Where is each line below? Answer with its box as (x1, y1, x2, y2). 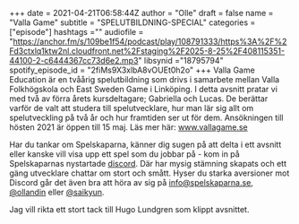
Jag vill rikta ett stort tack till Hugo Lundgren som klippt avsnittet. (9, 204, 250, 214)
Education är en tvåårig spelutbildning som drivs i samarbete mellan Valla (9, 74, 280, 84)
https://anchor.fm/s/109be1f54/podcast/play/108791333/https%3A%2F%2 (13, 36, 287, 47)
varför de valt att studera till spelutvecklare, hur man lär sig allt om (9, 103, 254, 113)
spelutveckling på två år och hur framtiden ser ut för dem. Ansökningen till (9, 112, 284, 123)
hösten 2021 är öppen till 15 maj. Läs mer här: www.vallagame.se (9, 122, 248, 133)
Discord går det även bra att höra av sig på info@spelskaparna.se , (9, 177, 253, 187)
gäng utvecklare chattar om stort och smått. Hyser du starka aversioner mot (9, 168, 290, 178)
